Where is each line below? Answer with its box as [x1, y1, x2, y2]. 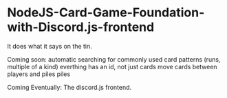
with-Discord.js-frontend [7, 19, 155, 35]
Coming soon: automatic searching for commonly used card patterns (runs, [7, 55, 221, 63]
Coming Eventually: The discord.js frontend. [7, 83, 132, 91]
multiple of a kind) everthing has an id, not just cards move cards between [7, 62, 218, 71]
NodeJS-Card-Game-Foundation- [7, 5, 205, 21]
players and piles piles [7, 70, 71, 78]
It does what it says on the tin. [7, 42, 93, 50]
